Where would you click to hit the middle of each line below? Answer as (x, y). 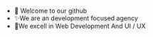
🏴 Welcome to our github (51, 11)
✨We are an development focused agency (76, 18)
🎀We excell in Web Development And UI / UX (80, 26)
